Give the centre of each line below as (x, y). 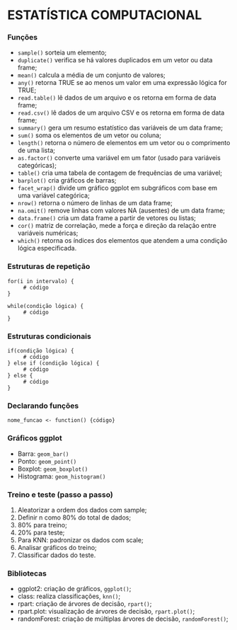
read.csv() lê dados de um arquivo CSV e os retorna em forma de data (121, 113)
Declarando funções (43, 406)
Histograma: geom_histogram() (62, 476)
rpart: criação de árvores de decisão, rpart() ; (85, 604)
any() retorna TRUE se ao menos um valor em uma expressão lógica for (122, 83)
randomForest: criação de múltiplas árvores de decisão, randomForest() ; (123, 619)
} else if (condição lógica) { (53, 363)
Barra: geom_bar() (43, 454)
